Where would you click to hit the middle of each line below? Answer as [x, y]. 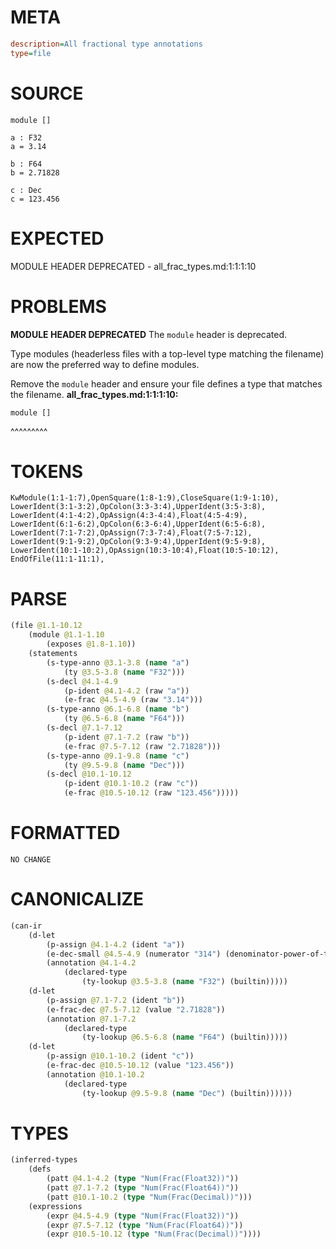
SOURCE [47, 93]
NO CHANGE [31, 859]
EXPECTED [57, 238]
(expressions [55, 1206]
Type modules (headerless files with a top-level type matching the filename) [167, 353]
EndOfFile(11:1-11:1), [57, 559]
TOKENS [47, 471]
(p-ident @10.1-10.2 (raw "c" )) [131, 784]
